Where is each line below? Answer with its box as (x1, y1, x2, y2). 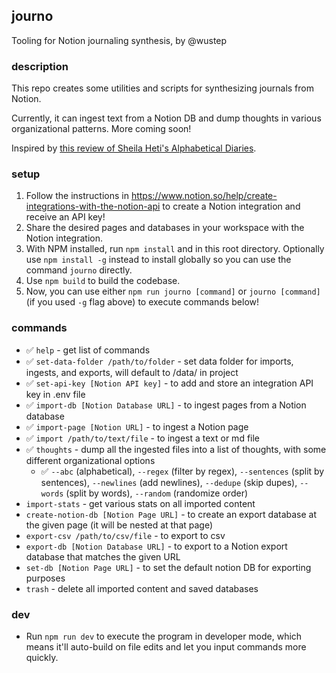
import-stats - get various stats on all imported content (25, 497, 256, 509)
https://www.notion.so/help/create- (130, 190, 278, 202)
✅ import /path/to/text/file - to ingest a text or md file (25, 432, 261, 444)
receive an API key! (25, 211, 106, 223)
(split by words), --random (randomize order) (65, 487, 249, 499)
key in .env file (25, 388, 86, 400)
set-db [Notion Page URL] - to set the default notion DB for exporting (25, 561, 312, 573)
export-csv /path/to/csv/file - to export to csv (25, 529, 226, 541)
